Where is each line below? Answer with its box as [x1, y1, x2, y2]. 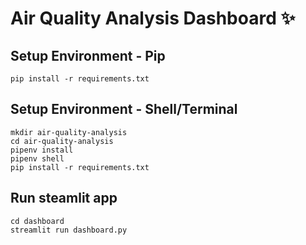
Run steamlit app [10, 190, 118, 207]
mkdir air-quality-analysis [10, 127, 128, 137]
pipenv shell [10, 153, 65, 164]
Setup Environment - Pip [10, 47, 166, 64]
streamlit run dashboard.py [10, 225, 128, 235]
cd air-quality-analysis [10, 136, 114, 146]
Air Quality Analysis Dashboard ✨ [10, 7, 296, 30]
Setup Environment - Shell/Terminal [10, 101, 238, 118]
